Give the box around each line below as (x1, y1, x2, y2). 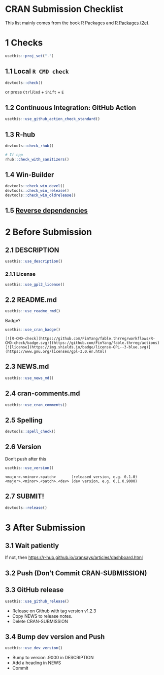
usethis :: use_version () (5, 465, 54, 470)
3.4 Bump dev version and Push (5, 633, 105, 641)
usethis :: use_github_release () (5, 599, 69, 604)
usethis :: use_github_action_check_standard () (5, 117, 100, 122)
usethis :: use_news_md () (5, 376, 54, 380)
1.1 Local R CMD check (5, 67, 69, 76)
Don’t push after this (5, 456, 47, 462)
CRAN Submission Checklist (5, 3, 124, 15)
